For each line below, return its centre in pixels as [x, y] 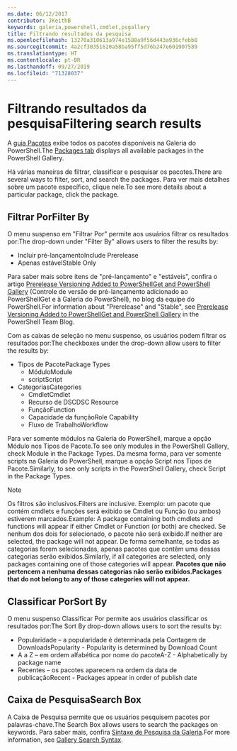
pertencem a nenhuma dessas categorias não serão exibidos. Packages [115, 571]
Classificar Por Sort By [57, 602]
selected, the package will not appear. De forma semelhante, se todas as [113, 542]
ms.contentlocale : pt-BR [44, 60]
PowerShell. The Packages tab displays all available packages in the [105, 150]
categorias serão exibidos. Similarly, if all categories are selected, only [109, 557]
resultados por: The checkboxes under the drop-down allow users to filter [114, 343]
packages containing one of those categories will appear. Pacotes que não [117, 564]
